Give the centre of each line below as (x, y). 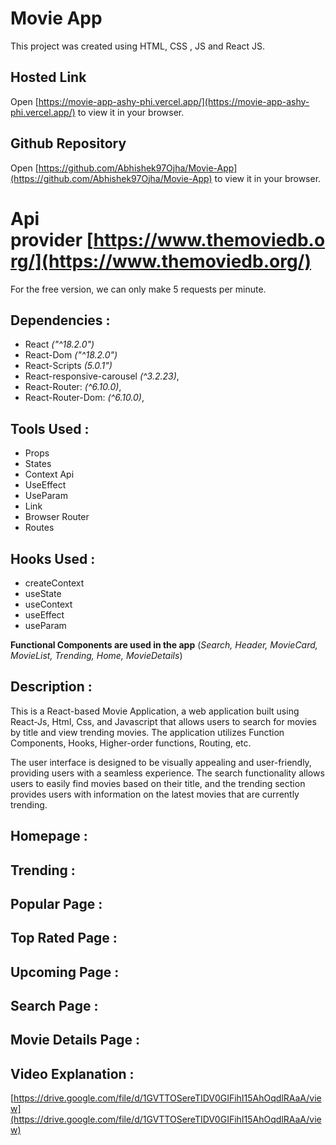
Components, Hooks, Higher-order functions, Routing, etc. (131, 743)
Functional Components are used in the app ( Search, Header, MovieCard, (164, 644)
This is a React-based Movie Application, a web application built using (155, 711)
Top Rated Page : (64, 938)
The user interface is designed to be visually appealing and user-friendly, (161, 762)
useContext (48, 604)
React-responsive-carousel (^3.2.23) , (102, 376)
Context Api (49, 474)
